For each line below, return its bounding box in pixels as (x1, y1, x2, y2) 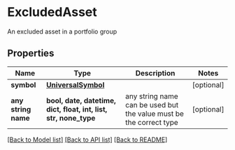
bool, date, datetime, (46, 96, 117, 105)
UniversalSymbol (46, 80, 105, 89)
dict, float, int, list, (46, 104, 108, 114)
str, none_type (46, 113, 96, 123)
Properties (7, 47, 55, 59)
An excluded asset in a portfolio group (7, 27, 117, 36)
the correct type (124, 117, 178, 127)
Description (135, 68, 176, 77)
